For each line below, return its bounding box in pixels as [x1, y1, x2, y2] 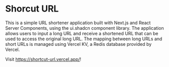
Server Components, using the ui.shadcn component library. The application [5, 25, 164, 31]
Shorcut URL [5, 3, 59, 15]
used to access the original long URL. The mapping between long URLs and [5, 36, 162, 42]
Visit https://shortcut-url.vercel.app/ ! [5, 56, 82, 62]
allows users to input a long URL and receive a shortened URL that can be [5, 30, 158, 36]
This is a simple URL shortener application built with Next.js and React [5, 20, 151, 26]
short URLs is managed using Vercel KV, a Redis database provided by [5, 41, 152, 47]
